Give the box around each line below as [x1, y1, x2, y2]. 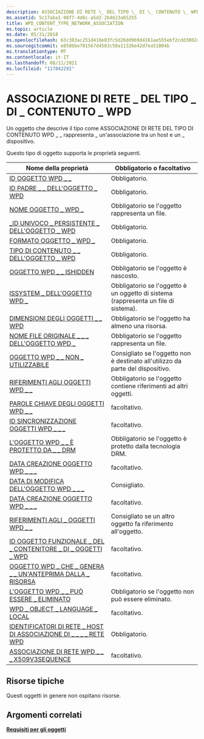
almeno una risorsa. [110, 322, 168, 331]
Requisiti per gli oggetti [6, 726, 67, 733]
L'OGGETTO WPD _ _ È [9, 438, 74, 447]
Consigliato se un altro [110, 512, 175, 520]
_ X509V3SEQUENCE [9, 655, 72, 664]
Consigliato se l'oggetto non [110, 349, 191, 358]
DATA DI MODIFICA [9, 477, 64, 486]
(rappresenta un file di [110, 296, 174, 305]
